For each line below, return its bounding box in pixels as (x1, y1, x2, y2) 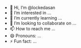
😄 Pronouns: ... (9, 33, 42, 39)
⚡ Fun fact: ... (9, 38, 37, 44)
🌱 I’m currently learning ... (9, 15, 62, 21)
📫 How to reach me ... (9, 26, 55, 31)
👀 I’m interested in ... (9, 10, 52, 16)
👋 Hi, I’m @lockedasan (9, 5, 55, 10)
